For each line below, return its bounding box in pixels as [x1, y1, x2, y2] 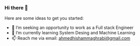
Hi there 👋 [4, 4, 29, 11]
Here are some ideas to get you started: [4, 15, 84, 21]
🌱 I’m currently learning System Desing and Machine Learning [11, 30, 135, 36]
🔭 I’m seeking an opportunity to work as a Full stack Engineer [11, 25, 134, 31]
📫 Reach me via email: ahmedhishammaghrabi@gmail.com [11, 35, 130, 41]
